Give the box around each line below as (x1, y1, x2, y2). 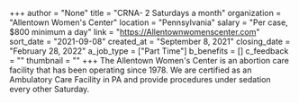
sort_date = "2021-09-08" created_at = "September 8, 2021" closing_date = (9, 36, 291, 47)
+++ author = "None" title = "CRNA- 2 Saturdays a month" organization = (9, 8, 282, 18)
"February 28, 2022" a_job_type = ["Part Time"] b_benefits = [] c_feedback (9, 46, 289, 56)
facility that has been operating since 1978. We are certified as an (9, 64, 252, 75)
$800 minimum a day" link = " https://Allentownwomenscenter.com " (9, 27, 260, 37)
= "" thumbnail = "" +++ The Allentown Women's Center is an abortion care (9, 56, 290, 65)
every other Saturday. (9, 84, 90, 94)
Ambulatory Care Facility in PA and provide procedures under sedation (9, 74, 272, 84)
